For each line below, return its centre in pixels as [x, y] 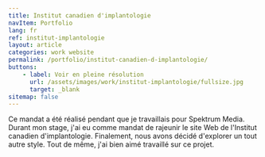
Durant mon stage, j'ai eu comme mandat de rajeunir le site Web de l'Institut [132, 128]
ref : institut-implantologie [57, 38]
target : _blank [55, 89]
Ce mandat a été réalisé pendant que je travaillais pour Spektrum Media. [127, 119]
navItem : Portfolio [41, 23]
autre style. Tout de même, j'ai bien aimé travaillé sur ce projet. [111, 144]
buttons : [23, 67]
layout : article [35, 45]
